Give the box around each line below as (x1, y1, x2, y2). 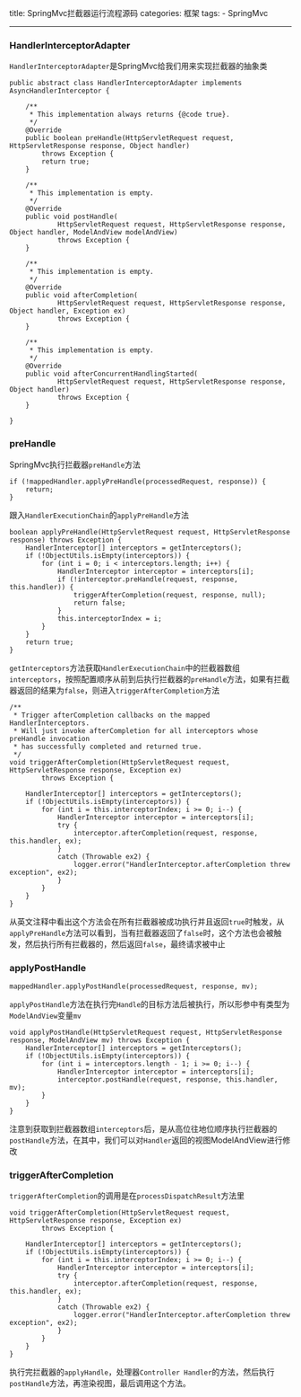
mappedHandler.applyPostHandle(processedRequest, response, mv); (9, 982, 258, 991)
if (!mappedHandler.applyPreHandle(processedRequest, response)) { (9, 477, 267, 486)
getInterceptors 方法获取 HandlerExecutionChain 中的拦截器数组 (9, 662, 240, 673)
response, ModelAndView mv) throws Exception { (9, 1036, 191, 1045)
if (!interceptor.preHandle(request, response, (56, 574, 239, 584)
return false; (73, 598, 126, 607)
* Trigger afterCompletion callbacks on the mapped (13, 711, 211, 720)
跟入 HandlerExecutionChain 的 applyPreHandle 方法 (9, 509, 190, 520)
